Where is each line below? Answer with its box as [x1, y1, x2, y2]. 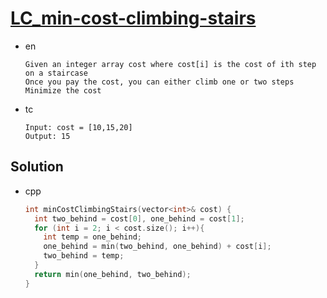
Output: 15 [24, 131, 71, 141]
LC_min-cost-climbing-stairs [10, 7, 257, 30]
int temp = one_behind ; [43, 232, 142, 242]
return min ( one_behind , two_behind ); [34, 269, 192, 279]
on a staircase [24, 68, 89, 78]
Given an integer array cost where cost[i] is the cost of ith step [24, 59, 317, 69]
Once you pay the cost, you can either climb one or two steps [24, 77, 295, 87]
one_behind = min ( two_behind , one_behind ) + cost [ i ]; [43, 242, 272, 252]
